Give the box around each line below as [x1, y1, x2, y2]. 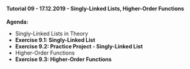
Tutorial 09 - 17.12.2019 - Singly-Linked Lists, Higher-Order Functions [6, 5, 185, 12]
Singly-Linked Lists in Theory [15, 30, 89, 38]
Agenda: [6, 18, 29, 25]
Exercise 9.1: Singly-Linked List [15, 36, 95, 44]
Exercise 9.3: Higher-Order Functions [15, 56, 112, 63]
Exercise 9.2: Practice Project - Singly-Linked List [15, 43, 143, 50]
